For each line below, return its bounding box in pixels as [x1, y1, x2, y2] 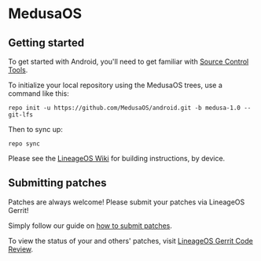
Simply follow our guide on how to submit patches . [8, 221, 173, 230]
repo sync [8, 140, 41, 148]
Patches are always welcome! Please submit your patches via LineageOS [8, 197, 245, 207]
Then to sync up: [8, 125, 63, 134]
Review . [8, 244, 34, 254]
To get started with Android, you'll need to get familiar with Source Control [8, 57, 249, 66]
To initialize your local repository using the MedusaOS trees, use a [8, 80, 222, 90]
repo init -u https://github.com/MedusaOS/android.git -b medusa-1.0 [8, 104, 241, 112]
